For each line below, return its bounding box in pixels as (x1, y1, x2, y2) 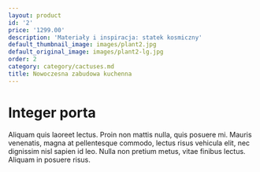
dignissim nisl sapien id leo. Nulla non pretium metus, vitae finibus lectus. (8, 146, 246, 156)
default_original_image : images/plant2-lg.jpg (8, 48, 164, 56)
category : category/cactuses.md (8, 63, 114, 71)
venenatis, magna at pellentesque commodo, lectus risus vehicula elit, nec (8, 138, 251, 148)
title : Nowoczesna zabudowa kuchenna (8, 70, 132, 78)
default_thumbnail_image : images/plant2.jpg (8, 41, 157, 49)
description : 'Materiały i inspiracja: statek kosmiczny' (8, 33, 202, 42)
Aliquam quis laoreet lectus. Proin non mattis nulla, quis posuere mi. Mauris (8, 130, 252, 139)
